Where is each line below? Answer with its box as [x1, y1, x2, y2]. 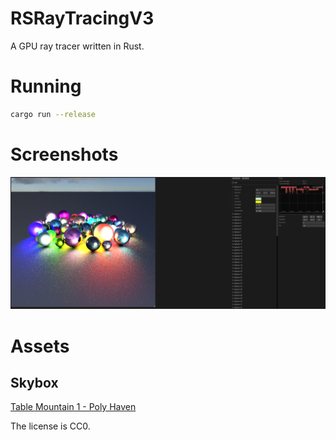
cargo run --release [10, 109, 97, 119]
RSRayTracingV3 [10, 7, 155, 30]
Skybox [10, 374, 59, 391]
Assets [10, 335, 70, 357]
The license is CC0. [10, 420, 91, 432]
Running [10, 75, 82, 98]
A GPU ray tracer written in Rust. [10, 40, 145, 52]
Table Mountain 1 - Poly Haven [10, 401, 137, 413]
